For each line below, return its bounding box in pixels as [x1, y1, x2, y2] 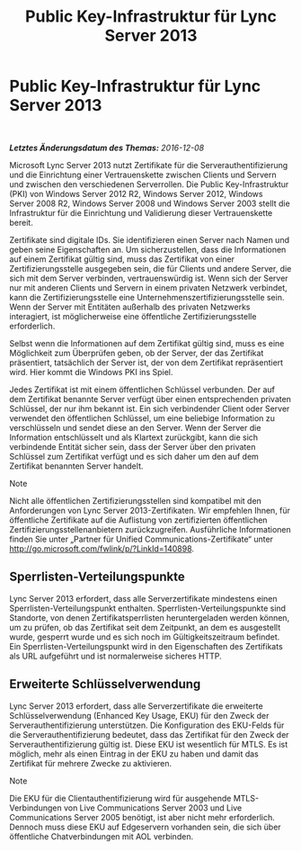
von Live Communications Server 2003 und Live [63, 802, 243, 813]
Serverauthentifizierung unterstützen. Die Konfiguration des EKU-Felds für [9, 720, 285, 730]
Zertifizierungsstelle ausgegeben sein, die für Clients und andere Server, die [9, 263, 292, 273]
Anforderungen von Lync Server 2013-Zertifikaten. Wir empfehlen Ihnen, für [9, 505, 290, 515]
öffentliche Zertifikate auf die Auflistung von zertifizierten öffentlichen [9, 515, 268, 525]
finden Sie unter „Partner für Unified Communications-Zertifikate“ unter [9, 533, 274, 544]
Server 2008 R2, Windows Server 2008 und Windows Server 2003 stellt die [9, 198, 290, 209]
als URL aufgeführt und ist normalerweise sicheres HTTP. [9, 650, 222, 661]
